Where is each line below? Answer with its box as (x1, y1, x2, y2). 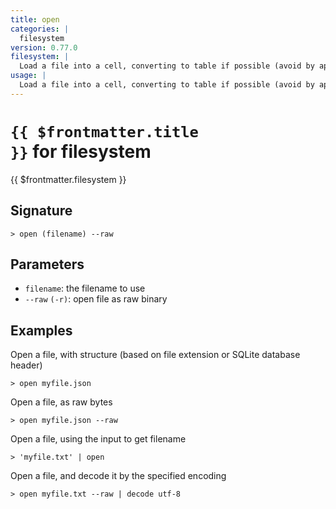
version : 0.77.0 (10, 42, 78, 53)
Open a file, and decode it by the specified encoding (10, 470, 227, 482)
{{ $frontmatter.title (10, 122, 199, 141)
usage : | (10, 71, 47, 81)
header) (10, 359, 43, 371)
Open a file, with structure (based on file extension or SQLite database (10, 349, 301, 361)
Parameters (10, 256, 85, 273)
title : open (10, 14, 60, 25)
